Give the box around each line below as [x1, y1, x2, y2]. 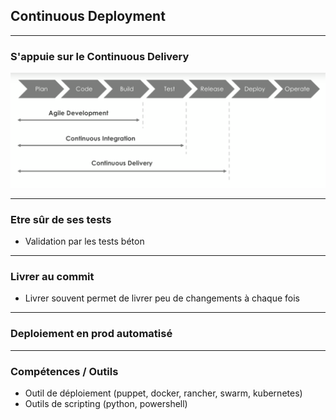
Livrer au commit [10, 269, 95, 283]
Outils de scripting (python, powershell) [24, 397, 188, 409]
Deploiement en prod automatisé [10, 327, 173, 341]
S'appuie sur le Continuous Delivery [10, 49, 190, 63]
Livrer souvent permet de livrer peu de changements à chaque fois [24, 292, 300, 304]
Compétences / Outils [10, 364, 119, 378]
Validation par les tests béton [24, 235, 145, 247]
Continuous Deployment [10, 8, 166, 25]
